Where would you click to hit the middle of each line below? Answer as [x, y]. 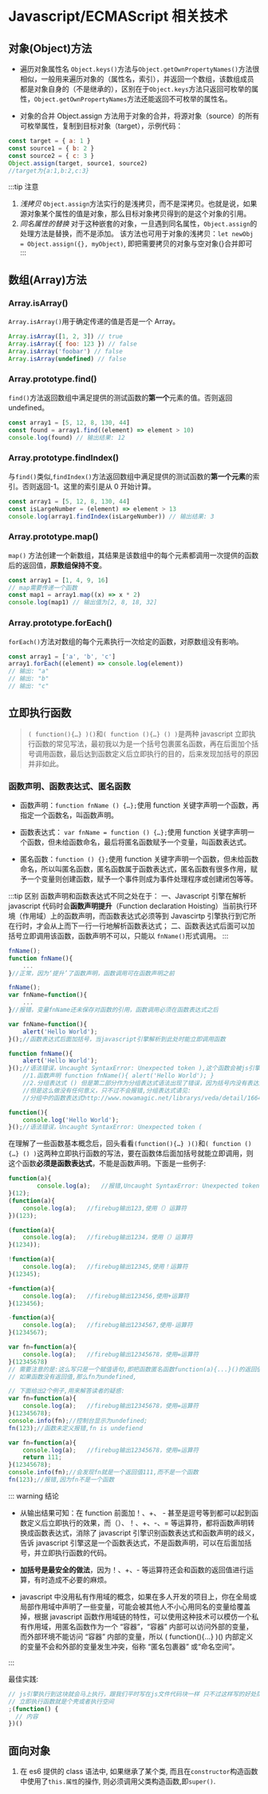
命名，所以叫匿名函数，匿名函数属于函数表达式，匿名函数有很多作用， [135, 869]
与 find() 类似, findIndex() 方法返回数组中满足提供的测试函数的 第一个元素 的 [130, 476]
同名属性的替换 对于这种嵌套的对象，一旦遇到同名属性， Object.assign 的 [138, 223]
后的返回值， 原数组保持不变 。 [57, 565]
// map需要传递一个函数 [43, 587]
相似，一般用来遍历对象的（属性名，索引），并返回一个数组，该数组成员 [137, 79]
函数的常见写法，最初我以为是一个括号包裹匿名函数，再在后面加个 [143, 744]
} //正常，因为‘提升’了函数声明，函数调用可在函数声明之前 [92, 973]
